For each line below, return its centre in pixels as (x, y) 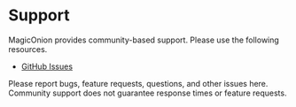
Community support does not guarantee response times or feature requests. (148, 93)
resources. (28, 49)
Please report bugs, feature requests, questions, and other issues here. (138, 83)
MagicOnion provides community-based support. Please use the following (144, 40)
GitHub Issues (47, 66)
